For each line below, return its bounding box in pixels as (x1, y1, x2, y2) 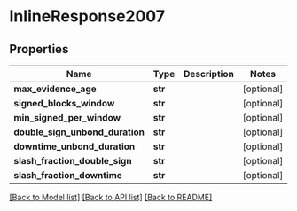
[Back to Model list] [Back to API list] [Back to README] (9, 192, 213, 202)
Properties (9, 42, 69, 57)
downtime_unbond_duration (13, 140, 136, 152)
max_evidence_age (13, 82, 98, 95)
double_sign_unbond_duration (13, 126, 145, 138)
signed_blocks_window (13, 98, 115, 109)
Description (183, 68, 235, 80)
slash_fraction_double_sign (13, 155, 132, 167)
